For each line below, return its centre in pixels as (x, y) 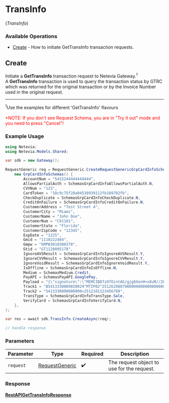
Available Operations (31, 36)
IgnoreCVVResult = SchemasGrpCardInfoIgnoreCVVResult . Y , (84, 258)
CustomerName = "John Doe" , (53, 217)
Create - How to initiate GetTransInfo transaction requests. (73, 47)
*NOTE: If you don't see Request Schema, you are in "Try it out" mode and (82, 118)
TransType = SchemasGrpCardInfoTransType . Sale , (74, 296)
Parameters (20, 341)
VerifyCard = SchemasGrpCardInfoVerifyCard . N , (73, 300)
